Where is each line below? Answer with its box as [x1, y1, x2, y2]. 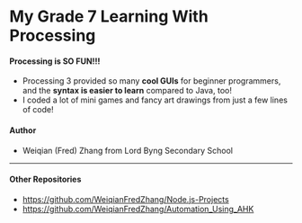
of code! [22, 104, 54, 115]
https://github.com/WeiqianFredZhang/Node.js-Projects [22, 193, 229, 204]
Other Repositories [9, 174, 82, 185]
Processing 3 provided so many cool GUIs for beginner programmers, [22, 76, 281, 86]
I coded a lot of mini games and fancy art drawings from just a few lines [22, 94, 288, 105]
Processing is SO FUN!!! [9, 56, 101, 67]
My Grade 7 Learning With [9, 6, 209, 27]
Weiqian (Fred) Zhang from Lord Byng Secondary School [22, 145, 234, 156]
